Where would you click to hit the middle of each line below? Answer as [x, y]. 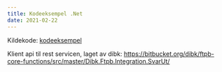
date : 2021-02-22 [33, 20]
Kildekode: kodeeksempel [44, 40]
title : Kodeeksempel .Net [45, 14]
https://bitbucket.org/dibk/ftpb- [169, 54]
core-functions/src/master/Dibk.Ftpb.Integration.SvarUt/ [89, 61]
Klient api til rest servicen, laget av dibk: [65, 54]
